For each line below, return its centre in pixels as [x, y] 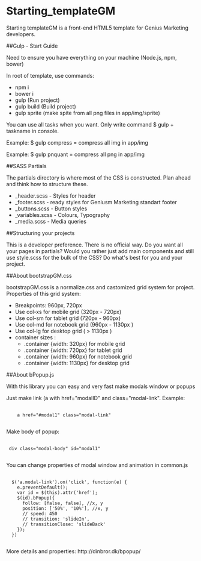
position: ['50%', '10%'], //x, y [65, 508]
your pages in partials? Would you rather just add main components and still [100, 251]
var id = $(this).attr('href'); [57, 492]
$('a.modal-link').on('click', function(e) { [70, 482]
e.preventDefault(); [43, 487]
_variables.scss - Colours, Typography [62, 215]
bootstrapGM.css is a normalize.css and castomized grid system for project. [100, 287]
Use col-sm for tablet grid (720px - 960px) [68, 318]
